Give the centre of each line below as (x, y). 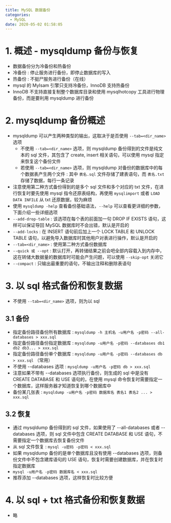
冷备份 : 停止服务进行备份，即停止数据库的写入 (62, 73)
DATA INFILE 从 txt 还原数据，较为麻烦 (52, 200)
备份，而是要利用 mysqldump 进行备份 (53, 98)
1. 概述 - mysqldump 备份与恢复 (72, 51)
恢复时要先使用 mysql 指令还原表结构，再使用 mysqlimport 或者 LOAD (89, 193)
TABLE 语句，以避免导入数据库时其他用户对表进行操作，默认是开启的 (85, 238)
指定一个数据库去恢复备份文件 (53, 440)
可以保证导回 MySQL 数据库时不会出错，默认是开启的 (73, 225)
